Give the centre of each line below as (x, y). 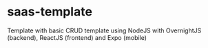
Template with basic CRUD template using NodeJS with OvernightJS (104, 30)
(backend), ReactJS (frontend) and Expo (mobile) (77, 37)
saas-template (50, 12)
